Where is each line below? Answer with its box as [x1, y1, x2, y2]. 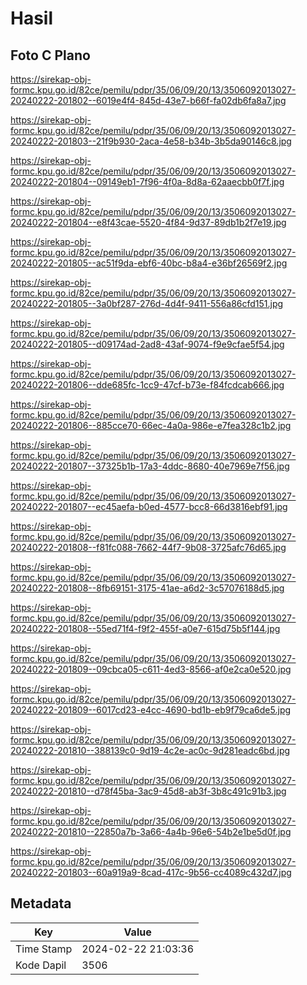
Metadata [10, 895, 72, 912]
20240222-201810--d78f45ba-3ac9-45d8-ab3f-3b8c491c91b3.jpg [10, 785, 287, 797]
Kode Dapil [15, 958, 67, 972]
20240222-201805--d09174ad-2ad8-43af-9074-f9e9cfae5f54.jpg [10, 338, 285, 350]
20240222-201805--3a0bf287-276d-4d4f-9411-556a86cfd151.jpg [10, 298, 284, 309]
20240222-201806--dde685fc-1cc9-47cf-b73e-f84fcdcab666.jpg [10, 379, 285, 391]
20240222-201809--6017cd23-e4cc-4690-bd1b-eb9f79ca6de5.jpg [10, 704, 292, 716]
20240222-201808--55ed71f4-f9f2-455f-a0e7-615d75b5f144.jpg [10, 623, 281, 634]
